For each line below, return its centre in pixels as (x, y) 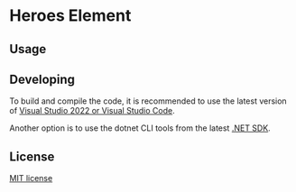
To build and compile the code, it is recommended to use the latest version (148, 101)
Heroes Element (70, 16)
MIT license (31, 178)
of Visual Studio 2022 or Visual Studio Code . (92, 111)
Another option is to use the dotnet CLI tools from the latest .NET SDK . (140, 128)
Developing (42, 79)
